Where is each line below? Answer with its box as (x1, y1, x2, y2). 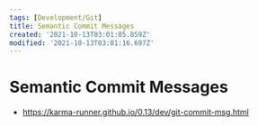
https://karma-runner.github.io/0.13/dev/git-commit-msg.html (22, 107, 249, 118)
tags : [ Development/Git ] (9, 13, 102, 22)
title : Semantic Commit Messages (9, 22, 135, 31)
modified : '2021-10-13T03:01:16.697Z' (9, 38, 155, 48)
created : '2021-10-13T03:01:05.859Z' (9, 30, 151, 39)
